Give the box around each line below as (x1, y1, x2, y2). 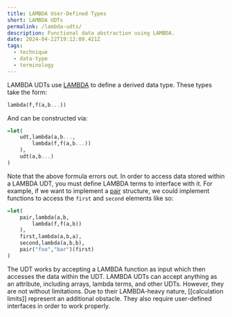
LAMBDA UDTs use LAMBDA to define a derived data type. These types (7, 80, 213, 89)
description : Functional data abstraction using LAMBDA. (7, 29, 175, 37)
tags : (7, 42, 23, 49)
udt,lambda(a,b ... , (19, 134, 76, 141)
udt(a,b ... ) (19, 153, 54, 160)
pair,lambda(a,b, (19, 214, 70, 221)
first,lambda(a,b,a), (19, 233, 82, 240)
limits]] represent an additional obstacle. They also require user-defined (7, 294, 213, 302)
